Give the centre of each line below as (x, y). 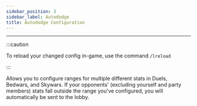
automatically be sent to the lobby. (48, 97)
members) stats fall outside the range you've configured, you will (84, 91)
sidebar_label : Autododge (38, 17)
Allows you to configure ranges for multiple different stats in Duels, (87, 78)
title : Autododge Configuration (45, 22)
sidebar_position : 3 (31, 11)
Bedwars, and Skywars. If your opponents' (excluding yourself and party (94, 85)
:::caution (18, 45)
